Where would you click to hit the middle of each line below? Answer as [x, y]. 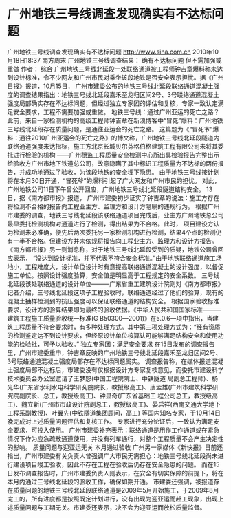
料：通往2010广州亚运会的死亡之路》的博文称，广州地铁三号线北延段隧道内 [113, 138]
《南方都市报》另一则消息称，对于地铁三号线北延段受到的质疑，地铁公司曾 [112, 249]
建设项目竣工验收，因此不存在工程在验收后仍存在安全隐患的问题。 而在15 [116, 464]
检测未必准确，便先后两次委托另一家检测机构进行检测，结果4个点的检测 [114, 232]
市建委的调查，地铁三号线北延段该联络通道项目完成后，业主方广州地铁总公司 [115, 215]
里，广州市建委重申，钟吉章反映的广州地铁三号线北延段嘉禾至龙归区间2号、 [114, 352]
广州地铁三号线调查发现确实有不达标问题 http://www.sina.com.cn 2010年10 [113, 52]
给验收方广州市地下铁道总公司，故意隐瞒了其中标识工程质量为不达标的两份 [112, 163]
